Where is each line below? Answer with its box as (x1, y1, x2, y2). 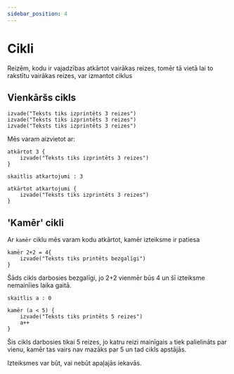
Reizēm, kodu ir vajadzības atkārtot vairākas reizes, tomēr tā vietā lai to (7, 64, 214, 72)
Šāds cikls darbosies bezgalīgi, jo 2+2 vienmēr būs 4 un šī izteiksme (7, 273, 205, 282)
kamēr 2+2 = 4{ (7, 249, 52, 257)
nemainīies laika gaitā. (7, 281, 72, 290)
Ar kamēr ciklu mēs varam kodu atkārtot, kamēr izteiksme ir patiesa (7, 236, 200, 244)
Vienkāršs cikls (7, 91, 77, 103)
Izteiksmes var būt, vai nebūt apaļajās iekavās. (7, 359, 142, 368)
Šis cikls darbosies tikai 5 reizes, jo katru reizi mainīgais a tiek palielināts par (7, 338, 227, 347)
